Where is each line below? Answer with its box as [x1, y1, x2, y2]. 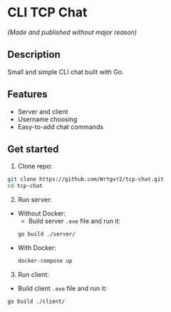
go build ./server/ [17, 231, 76, 238]
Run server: [17, 196, 52, 204]
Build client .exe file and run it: [17, 283, 108, 293]
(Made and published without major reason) [7, 28, 138, 36]
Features [7, 89, 48, 101]
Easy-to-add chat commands [17, 122, 104, 131]
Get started [7, 143, 59, 155]
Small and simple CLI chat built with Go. [7, 67, 124, 76]
